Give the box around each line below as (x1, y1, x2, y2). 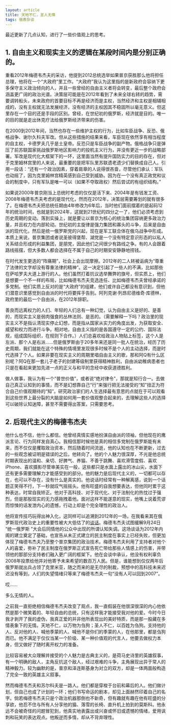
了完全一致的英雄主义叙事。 (5, 671, 64, 677)
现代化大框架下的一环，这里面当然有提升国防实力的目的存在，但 (27, 153, 161, 159)
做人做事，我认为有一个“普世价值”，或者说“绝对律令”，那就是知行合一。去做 (5, 376, 165, 382)
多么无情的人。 (5, 592, 37, 598)
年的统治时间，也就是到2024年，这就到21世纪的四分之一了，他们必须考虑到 (5, 209, 164, 215)
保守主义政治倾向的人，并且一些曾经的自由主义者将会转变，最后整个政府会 (9, 85, 166, 91)
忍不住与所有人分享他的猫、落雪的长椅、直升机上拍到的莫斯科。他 (22, 701, 161, 708)
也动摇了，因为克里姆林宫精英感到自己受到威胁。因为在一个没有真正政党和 (5, 172, 161, 179)
